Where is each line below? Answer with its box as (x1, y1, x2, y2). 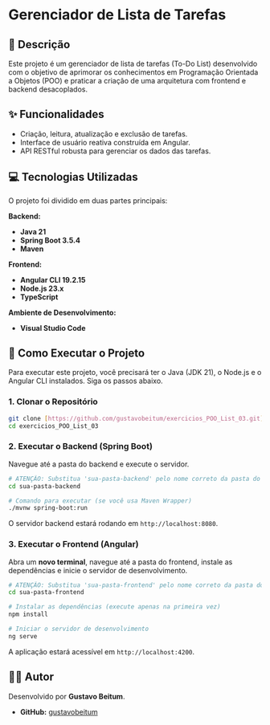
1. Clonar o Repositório (8, 396, 98, 407)
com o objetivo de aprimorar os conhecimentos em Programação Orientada (8, 67, 259, 77)
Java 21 (19, 226, 47, 236)
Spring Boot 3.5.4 (19, 235, 80, 245)
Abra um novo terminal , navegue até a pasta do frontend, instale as (8, 556, 233, 567)
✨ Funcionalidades (8, 108, 104, 121)
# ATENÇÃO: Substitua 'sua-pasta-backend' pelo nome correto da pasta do (8, 475, 261, 483)
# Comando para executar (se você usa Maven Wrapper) (8, 496, 193, 505)
